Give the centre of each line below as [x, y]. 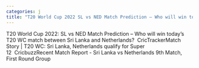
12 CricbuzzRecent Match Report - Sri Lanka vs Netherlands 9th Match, [94, 52]
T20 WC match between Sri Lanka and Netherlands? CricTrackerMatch [94, 40]
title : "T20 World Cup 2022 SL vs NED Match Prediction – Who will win [96, 17]
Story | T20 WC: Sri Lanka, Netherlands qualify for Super [76, 46]
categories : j [24, 11]
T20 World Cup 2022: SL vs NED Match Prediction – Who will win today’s [95, 33]
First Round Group [28, 59]
